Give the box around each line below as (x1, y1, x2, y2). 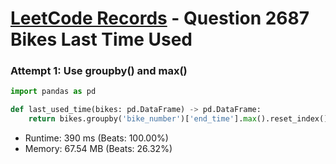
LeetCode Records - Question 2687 (10, 7, 310, 30)
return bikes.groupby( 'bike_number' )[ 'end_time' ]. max (28, 114, 257, 124)
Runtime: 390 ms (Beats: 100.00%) (24, 132, 169, 144)
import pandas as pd (10, 87, 97, 97)
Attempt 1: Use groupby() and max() (10, 64, 188, 78)
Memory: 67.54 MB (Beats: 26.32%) (24, 143, 173, 155)
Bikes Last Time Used (10, 28, 193, 51)
